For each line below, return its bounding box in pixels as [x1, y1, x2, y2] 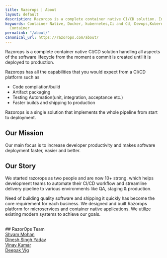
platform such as [5, 74, 40, 80]
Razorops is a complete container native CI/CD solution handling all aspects [5, 48, 161, 55]
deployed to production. [5, 59, 55, 65]
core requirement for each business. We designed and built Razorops [5, 200, 148, 206]
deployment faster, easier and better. [5, 147, 81, 153]
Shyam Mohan [5, 231, 35, 237]
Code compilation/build [12, 84, 61, 89]
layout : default [5, 12, 39, 17]
